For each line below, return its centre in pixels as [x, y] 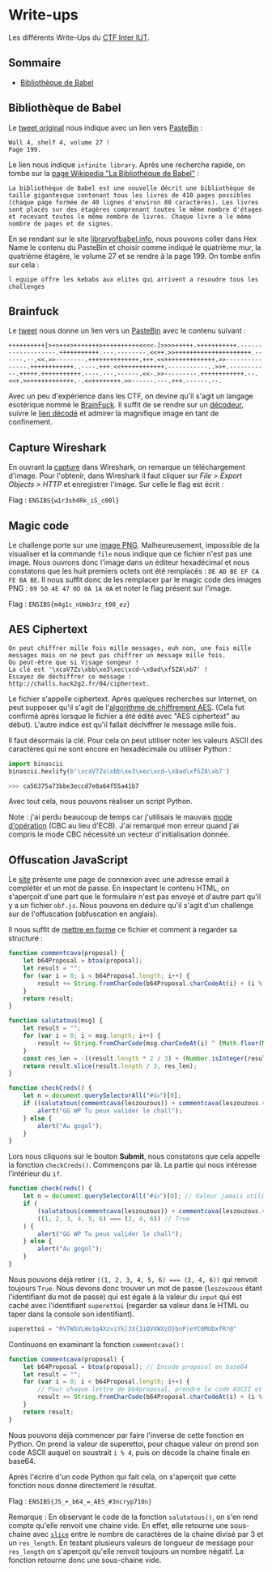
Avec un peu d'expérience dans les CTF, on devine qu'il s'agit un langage [131, 396]
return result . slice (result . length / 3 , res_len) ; [110, 1066]
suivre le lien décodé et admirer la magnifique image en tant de [114, 413]
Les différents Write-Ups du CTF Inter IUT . [79, 37]
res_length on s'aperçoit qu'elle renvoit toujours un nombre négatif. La [126, 1551]
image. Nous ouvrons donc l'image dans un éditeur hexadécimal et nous [129, 562]
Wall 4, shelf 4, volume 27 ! [59, 142]
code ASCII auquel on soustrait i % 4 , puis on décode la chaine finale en [130, 1452]
